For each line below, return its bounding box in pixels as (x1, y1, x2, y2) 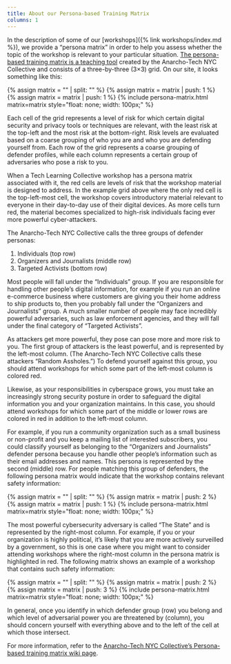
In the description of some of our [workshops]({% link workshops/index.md (7, 35, 222, 44)
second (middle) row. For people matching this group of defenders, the (7, 464, 209, 473)
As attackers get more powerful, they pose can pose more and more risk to (7, 334, 221, 343)
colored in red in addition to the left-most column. (7, 414, 148, 422)
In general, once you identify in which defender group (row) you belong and (7, 606, 223, 614)
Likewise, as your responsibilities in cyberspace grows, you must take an (7, 385, 214, 393)
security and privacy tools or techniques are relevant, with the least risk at (7, 121, 218, 129)
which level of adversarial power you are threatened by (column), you (7, 613, 205, 622)
